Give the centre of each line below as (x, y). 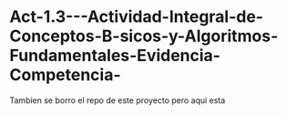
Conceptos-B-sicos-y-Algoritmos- (144, 36)
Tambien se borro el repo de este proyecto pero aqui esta (118, 100)
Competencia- (65, 75)
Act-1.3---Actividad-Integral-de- (137, 17)
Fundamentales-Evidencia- (115, 56)
